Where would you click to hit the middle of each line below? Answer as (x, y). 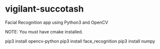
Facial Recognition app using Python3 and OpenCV (57, 22)
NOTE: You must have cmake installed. (44, 32)
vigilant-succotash (45, 9)
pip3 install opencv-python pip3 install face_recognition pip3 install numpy (80, 41)
